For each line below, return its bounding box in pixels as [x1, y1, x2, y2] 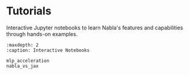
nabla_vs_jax [6, 63, 39, 69]
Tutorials [6, 4, 52, 18]
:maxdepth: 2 [6, 42, 39, 48]
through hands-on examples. [6, 30, 78, 37]
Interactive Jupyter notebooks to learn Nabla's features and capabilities [6, 24, 184, 31]
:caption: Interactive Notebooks [6, 47, 90, 53]
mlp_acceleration [6, 58, 50, 64]
